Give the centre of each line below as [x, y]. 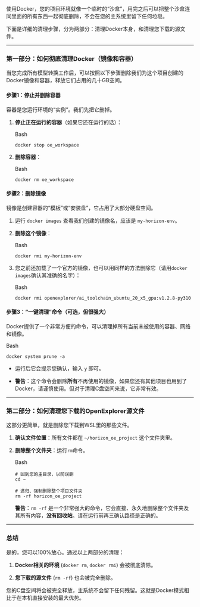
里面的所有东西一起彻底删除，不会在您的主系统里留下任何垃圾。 [89, 16]
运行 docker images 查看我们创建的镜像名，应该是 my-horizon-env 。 [97, 220]
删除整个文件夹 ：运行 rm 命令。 [51, 450]
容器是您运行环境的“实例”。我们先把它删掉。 [61, 110]
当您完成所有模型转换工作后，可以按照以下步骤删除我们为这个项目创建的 [95, 73]
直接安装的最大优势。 [58, 597]
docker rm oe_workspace [44, 180]
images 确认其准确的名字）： [48, 275]
